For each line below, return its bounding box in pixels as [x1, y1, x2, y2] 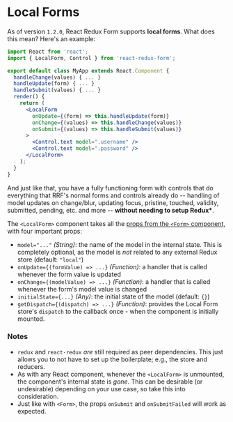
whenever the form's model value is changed [17, 285, 147, 293]
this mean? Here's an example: [7, 34, 96, 43]
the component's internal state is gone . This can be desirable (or [17, 377, 203, 386]
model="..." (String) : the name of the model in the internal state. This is [17, 240, 223, 248]
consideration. [17, 392, 59, 400]
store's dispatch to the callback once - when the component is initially [17, 307, 219, 315]
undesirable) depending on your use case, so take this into [17, 384, 186, 393]
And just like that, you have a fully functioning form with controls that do [7, 183, 214, 192]
